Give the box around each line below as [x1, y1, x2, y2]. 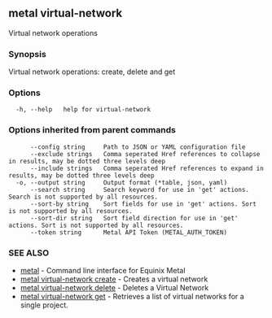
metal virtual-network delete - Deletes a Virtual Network [20, 283, 209, 292]
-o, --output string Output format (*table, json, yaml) [15, 178, 228, 186]
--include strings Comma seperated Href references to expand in [29, 164, 265, 172]
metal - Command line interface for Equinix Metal [20, 266, 186, 275]
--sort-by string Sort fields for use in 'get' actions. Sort [29, 199, 257, 208]
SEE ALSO [8, 247, 50, 259]
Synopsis [8, 48, 46, 59]
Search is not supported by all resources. [8, 193, 159, 201]
